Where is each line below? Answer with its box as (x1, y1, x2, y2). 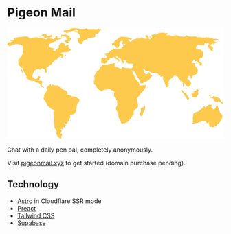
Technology (7, 178, 60, 190)
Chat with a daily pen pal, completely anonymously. (7, 145, 153, 154)
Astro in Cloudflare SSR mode (16, 197, 102, 205)
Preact (16, 204, 36, 212)
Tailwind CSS (16, 211, 55, 220)
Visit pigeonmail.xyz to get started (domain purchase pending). (7, 159, 186, 167)
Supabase (16, 218, 46, 227)
